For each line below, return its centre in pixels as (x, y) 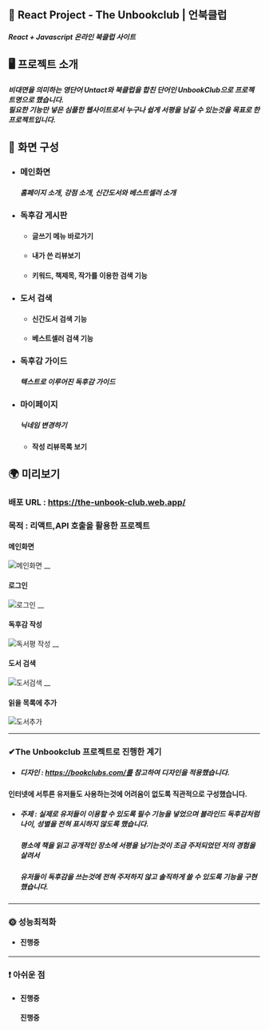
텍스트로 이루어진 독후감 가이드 (67, 382)
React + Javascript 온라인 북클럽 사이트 (72, 37)
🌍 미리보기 (34, 474)
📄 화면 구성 (34, 147)
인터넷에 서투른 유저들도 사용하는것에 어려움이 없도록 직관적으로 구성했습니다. (128, 794)
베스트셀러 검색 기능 (63, 339)
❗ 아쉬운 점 (27, 975)
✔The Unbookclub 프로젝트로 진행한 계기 (85, 752)
